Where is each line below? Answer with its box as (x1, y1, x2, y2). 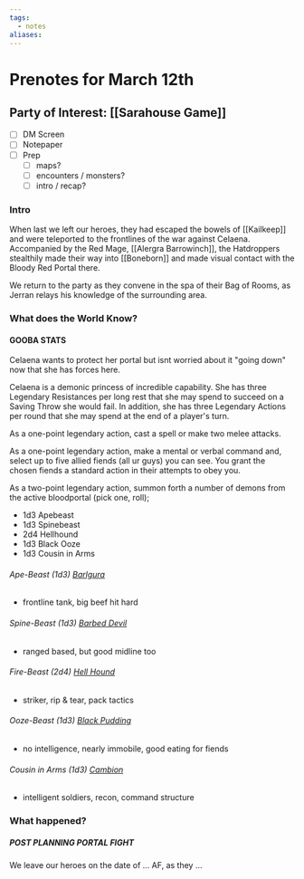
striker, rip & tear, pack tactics (22, 694, 134, 705)
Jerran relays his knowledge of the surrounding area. (9, 290, 208, 301)
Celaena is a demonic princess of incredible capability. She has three (9, 382, 267, 393)
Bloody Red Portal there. (9, 263, 101, 273)
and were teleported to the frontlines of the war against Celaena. (9, 234, 251, 244)
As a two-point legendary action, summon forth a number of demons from (9, 482, 286, 493)
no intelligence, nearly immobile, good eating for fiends (22, 743, 229, 754)
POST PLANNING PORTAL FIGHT (9, 836, 135, 847)
